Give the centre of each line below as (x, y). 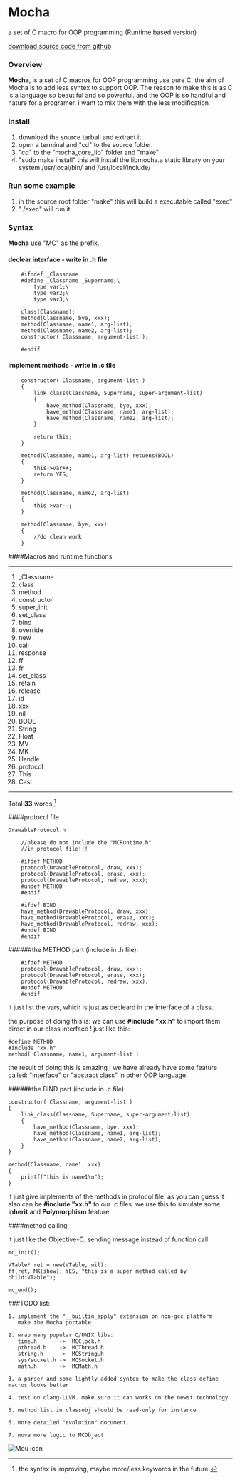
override (31, 630)
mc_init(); (24, 1253)
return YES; (52, 474)
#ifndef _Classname (50, 275)
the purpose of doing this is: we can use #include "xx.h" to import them (114, 1021)
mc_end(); (23, 1290)
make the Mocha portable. (56, 1323)
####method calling (38, 1226)
